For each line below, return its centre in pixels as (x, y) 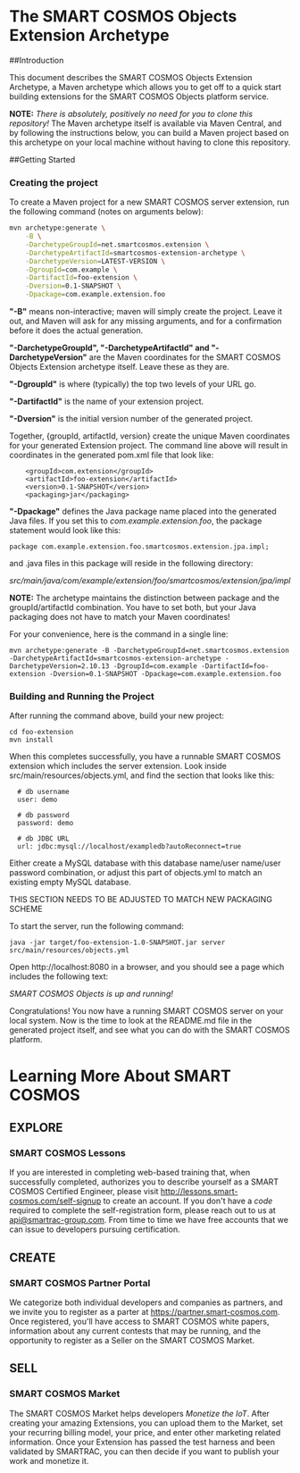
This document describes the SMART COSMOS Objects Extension (131, 77)
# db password (43, 816)
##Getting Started (42, 159)
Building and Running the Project (82, 697)
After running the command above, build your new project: (117, 716)
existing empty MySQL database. (70, 883)
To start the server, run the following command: (97, 926)
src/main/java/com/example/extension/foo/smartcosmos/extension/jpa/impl (150, 581)
